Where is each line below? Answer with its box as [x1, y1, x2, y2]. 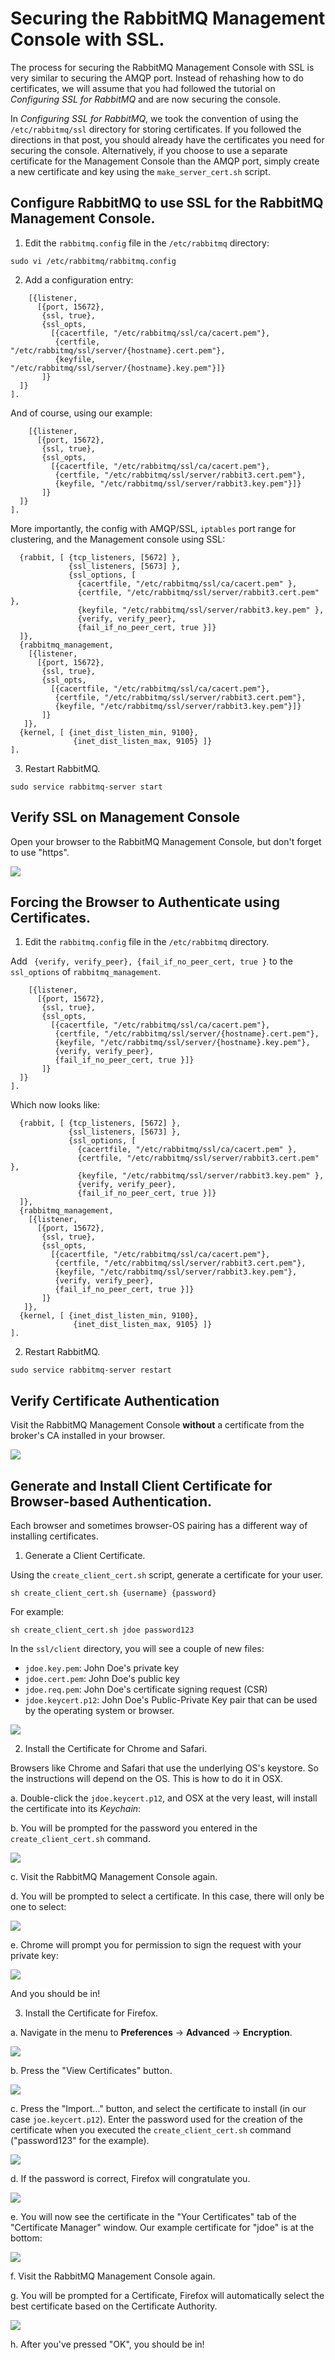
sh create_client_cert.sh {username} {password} [10, 1588, 217, 1598]
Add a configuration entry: [24, 273, 134, 286]
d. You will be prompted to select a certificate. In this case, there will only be [10, 1890, 325, 1902]
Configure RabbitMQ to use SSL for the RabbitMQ [10, 195, 324, 212]
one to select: [10, 1901, 67, 1912]
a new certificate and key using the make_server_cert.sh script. [10, 165, 271, 177]
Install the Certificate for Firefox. [24, 2007, 159, 2019]
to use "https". [10, 846, 70, 858]
